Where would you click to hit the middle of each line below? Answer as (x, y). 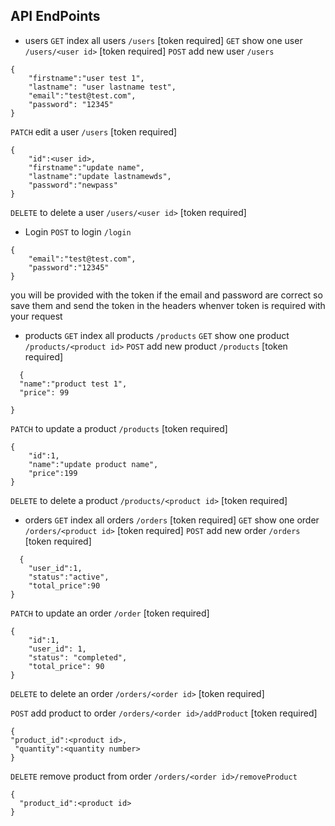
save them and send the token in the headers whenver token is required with (168, 305)
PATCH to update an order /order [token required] (110, 613)
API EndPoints (55, 16)
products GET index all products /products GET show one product (157, 335)
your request (36, 316)
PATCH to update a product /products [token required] (119, 428)
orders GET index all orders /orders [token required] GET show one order (172, 520)
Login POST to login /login (78, 231)
